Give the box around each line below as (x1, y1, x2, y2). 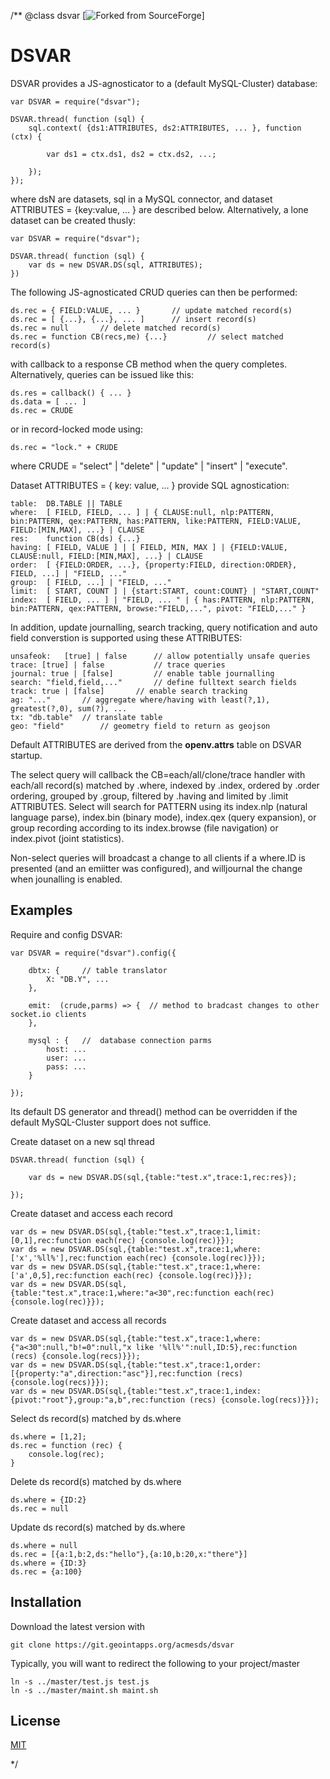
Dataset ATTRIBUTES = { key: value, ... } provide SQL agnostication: (10, 479, 290, 491)
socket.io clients (10, 1009, 87, 1019)
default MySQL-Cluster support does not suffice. (10, 1116, 212, 1128)
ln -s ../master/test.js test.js (10, 1676, 150, 1687)
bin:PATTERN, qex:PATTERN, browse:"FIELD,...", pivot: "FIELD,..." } (10, 603, 307, 614)
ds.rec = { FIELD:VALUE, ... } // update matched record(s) (10, 305, 293, 315)
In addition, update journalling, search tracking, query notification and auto (10, 621, 318, 633)
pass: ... (46, 1061, 87, 1072)
